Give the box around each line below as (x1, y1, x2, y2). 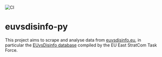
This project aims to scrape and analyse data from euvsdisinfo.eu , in (5, 37, 142, 43)
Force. (5, 47, 18, 53)
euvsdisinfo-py (5, 22, 68, 32)
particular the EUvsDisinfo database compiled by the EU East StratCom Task (5, 42, 157, 48)
